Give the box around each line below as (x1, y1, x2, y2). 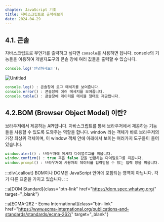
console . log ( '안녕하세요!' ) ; (5, 66, 60, 71)
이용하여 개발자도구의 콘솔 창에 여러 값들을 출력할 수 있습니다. (18, 56, 137, 62)
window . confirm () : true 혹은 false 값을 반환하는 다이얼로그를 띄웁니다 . (5, 156, 144, 161)
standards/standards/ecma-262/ (5, 211, 72, 218)
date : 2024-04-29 (5, 16, 41, 21)
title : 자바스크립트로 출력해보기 (5, 12, 64, 17)
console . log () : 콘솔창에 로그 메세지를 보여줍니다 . (5, 85, 100, 89)
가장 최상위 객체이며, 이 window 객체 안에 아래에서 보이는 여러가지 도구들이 (5, 135, 150, 141)
